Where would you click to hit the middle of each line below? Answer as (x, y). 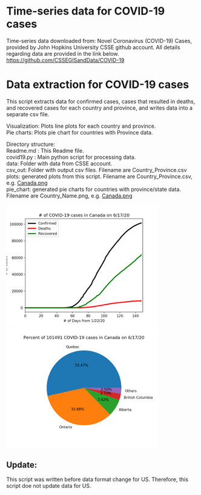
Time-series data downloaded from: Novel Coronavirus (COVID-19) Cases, (99, 41)
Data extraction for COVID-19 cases (98, 85)
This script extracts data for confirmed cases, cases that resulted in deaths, (101, 101)
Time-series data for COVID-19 (86, 11)
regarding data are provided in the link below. (63, 53)
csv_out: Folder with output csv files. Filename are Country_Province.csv (97, 170)
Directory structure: (31, 144)
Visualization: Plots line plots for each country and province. (81, 126)
